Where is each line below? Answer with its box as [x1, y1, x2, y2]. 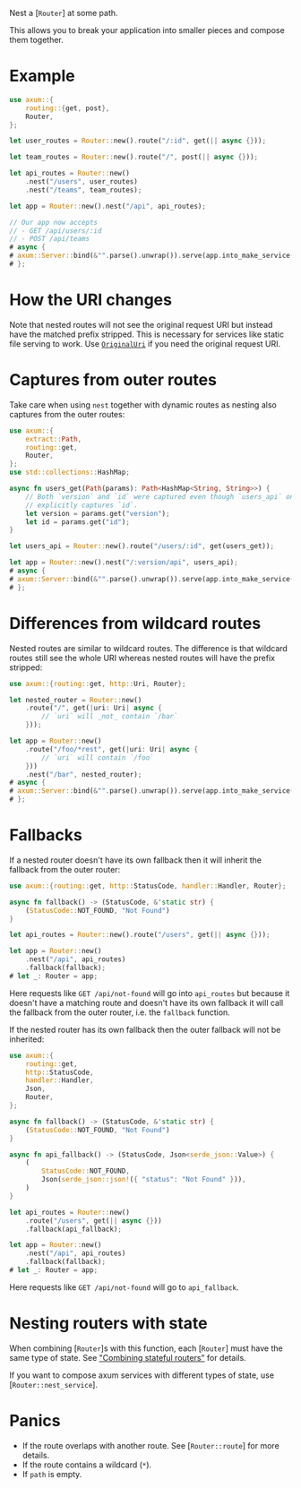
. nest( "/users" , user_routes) [25, 177, 139, 186]
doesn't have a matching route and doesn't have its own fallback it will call [9, 997, 284, 1008]
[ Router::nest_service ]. [9, 1379, 99, 1389]
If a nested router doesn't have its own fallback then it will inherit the [9, 855, 262, 865]
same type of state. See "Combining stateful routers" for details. [9, 1352, 246, 1363]
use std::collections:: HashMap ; [9, 468, 130, 477]
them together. [9, 35, 64, 45]
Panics [9, 1411, 61, 1432]
